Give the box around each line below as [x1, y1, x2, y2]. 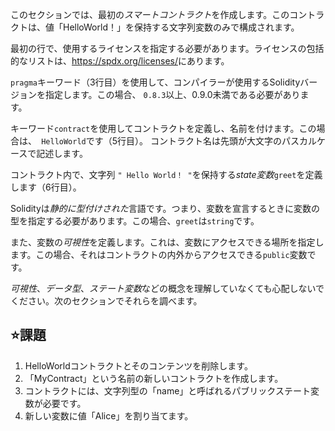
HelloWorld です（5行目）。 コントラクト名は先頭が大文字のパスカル [41, 135, 317, 147]
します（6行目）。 [10, 181, 82, 193]
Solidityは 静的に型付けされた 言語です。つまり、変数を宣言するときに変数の [10, 203, 320, 214]
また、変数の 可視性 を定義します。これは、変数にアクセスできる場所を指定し [10, 236, 325, 248]
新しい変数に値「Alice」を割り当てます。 [24, 409, 194, 422]
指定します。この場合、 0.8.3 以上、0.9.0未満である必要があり [44, 89, 301, 100]
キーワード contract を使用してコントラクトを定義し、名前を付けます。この [10, 123, 317, 134]
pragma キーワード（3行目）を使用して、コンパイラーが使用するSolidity [10, 76, 301, 88]
